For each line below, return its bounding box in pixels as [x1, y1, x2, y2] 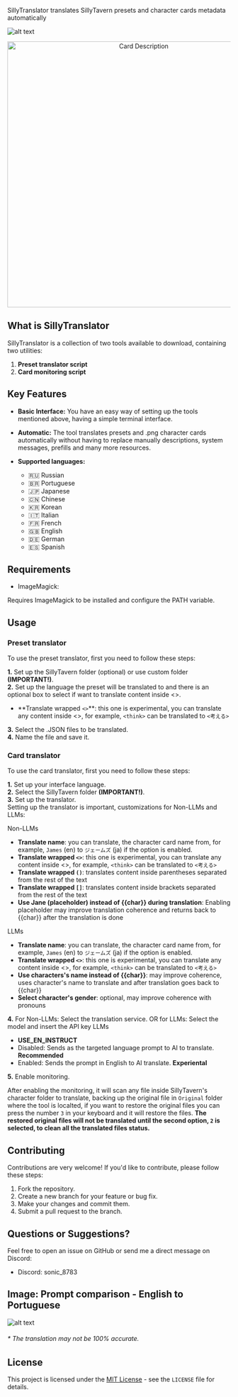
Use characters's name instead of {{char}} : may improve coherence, [17, 971, 222, 979]
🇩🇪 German [28, 535, 65, 543]
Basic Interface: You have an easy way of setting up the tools [17, 407, 198, 416]
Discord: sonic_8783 [17, 1268, 78, 1276]
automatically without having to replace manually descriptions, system [17, 435, 223, 444]
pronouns [17, 1001, 46, 1010]
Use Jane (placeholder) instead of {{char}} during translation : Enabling [17, 898, 231, 907]
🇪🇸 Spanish [28, 542, 65, 551]
